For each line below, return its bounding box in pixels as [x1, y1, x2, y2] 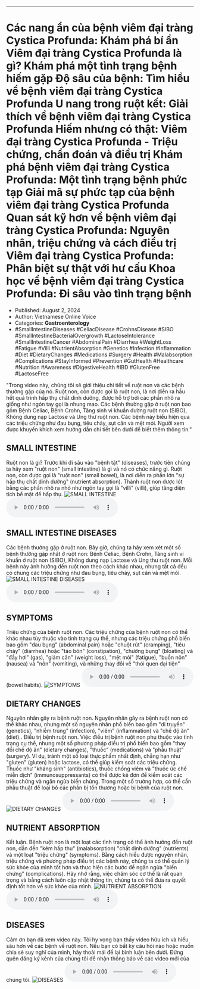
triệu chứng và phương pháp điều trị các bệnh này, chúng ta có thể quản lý [6, 857, 190, 864]
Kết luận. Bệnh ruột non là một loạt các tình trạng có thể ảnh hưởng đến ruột [6, 838, 193, 845]
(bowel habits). [6, 682, 43, 689]
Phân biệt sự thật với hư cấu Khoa [6, 262, 176, 275]
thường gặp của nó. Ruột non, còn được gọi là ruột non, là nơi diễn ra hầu [6, 388, 186, 395]
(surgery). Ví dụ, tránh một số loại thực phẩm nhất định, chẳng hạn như [6, 752, 180, 760]
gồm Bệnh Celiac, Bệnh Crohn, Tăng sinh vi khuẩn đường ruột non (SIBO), [6, 406, 187, 414]
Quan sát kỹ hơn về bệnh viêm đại [6, 211, 177, 225]
